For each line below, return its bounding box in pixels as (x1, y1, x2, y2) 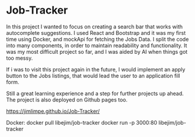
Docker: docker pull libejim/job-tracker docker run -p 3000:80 (6, 119, 158, 126)
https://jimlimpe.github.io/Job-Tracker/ (6, 107, 100, 115)
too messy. (6, 54, 33, 61)
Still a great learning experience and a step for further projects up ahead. (6, 90, 184, 97)
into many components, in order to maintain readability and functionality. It (6, 42, 187, 49)
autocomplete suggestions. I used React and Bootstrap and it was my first (6, 29, 186, 36)
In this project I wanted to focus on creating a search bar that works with (6, 23, 183, 30)
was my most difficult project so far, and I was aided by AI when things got (6, 48, 188, 55)
